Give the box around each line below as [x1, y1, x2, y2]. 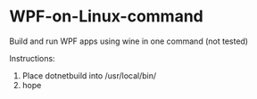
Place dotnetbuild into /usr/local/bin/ [21, 70, 157, 81]
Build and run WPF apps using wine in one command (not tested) [9, 36, 248, 46]
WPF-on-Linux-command [9, 6, 203, 27]
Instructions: [9, 53, 55, 63]
